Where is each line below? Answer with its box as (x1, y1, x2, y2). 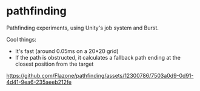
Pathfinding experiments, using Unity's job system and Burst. (6, 24, 159, 31)
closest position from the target (15, 60, 94, 67)
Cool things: (6, 36, 36, 43)
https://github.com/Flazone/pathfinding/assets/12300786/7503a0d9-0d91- (6, 72, 194, 79)
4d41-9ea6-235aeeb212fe (6, 78, 72, 86)
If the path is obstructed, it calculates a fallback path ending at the (15, 54, 181, 61)
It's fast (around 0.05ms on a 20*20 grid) (15, 47, 119, 55)
